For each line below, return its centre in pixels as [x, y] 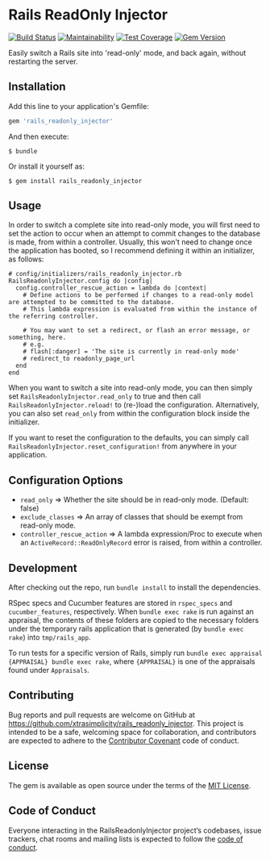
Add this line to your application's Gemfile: [79, 106]
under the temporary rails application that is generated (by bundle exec [126, 629]
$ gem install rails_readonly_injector [75, 181]
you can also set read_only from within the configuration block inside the [129, 414]
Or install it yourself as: [46, 166]
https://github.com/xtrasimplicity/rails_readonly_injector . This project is [126, 723]
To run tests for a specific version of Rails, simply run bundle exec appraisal [135, 653]
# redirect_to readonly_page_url [79, 359]
